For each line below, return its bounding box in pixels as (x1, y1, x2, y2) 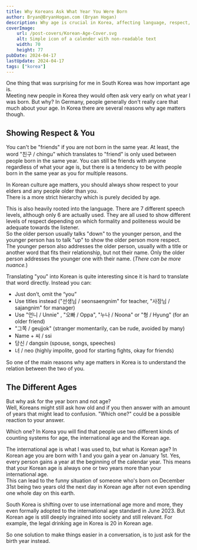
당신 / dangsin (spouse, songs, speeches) (14, 340, 116, 347)
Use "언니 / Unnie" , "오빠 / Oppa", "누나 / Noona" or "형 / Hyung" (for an (14, 311, 189, 318)
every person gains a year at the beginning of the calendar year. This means (6, 458, 191, 465)
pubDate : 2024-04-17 (6, 52, 57, 58)
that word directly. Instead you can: (6, 279, 92, 286)
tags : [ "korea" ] (6, 63, 46, 70)
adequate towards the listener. (6, 224, 80, 231)
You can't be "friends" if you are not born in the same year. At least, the (6, 144, 179, 151)
